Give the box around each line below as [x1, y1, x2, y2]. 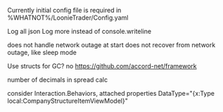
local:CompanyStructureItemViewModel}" [7, 97, 128, 105]
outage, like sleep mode [7, 49, 77, 56]
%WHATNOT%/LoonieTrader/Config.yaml [7, 13, 129, 22]
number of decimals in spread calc [7, 75, 108, 84]
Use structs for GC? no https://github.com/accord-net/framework [7, 62, 197, 70]
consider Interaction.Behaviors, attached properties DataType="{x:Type [7, 89, 215, 97]
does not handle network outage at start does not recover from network [7, 41, 216, 49]
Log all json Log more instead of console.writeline [7, 27, 152, 35]
